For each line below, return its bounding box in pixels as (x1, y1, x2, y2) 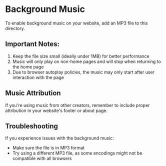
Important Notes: (5, 40, 60, 48)
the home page (12, 63, 44, 69)
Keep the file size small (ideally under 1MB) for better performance (12, 53, 150, 59)
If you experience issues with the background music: (5, 135, 114, 141)
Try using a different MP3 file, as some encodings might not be (12, 150, 142, 156)
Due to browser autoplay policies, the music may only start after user (12, 69, 155, 75)
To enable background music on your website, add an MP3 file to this (5, 20, 148, 26)
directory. (5, 25, 25, 31)
